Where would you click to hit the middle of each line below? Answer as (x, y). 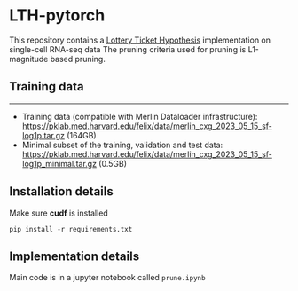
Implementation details (74, 256)
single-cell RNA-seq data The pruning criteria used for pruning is (128, 49)
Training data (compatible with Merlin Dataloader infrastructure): (140, 116)
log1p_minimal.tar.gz (59, 163)
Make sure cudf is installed (59, 213)
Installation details (61, 192)
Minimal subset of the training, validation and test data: (122, 145)
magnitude (29, 59)
